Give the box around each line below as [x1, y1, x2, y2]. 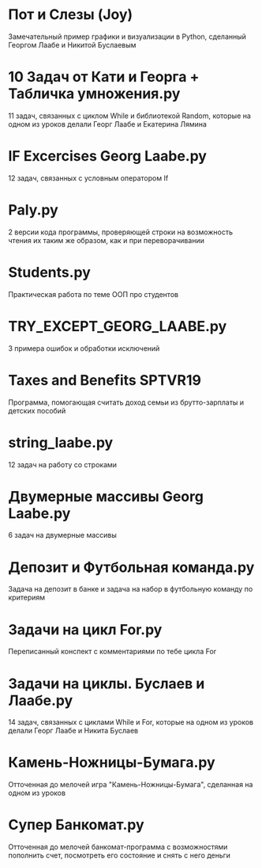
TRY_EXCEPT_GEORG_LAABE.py [8, 317, 227, 335]
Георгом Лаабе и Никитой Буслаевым [8, 40, 137, 49]
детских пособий [8, 405, 66, 415]
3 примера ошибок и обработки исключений [8, 343, 160, 353]
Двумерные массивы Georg [8, 487, 204, 505]
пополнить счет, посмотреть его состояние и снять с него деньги [8, 851, 231, 860]
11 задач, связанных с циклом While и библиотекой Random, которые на [8, 111, 251, 120]
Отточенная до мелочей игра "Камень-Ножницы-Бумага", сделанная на [8, 780, 253, 790]
